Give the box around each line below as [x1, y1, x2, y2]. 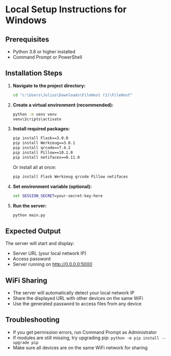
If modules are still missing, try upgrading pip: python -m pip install [12, 334, 159, 341]
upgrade [12, 340, 29, 345]
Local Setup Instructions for [5, 4, 127, 15]
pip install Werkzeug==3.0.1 [12, 140, 75, 146]
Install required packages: [12, 126, 70, 132]
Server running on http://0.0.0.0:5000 [12, 261, 92, 268]
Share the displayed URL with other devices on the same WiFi [12, 295, 144, 302]
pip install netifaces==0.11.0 [12, 155, 80, 160]
